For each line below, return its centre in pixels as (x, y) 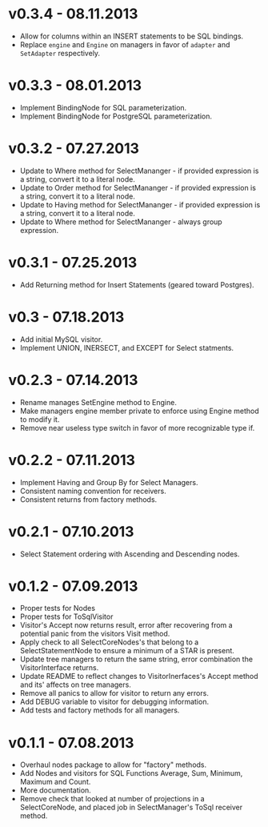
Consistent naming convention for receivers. (93, 491)
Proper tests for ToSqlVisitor (66, 616)
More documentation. (56, 790)
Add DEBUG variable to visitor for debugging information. (114, 702)
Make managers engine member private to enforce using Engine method (140, 411)
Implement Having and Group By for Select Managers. (109, 482)
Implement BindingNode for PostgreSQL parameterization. (116, 116)
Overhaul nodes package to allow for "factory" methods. (113, 765)
